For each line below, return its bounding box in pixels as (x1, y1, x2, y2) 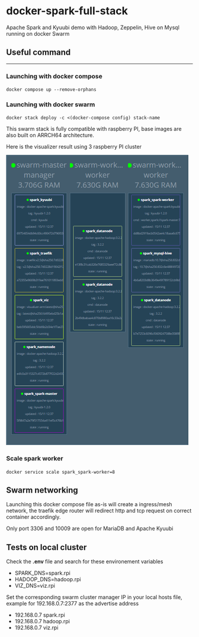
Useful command (6, 48, 71, 58)
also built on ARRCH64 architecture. (6, 132, 95, 139)
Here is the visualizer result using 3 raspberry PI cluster (6, 143, 142, 150)
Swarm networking (6, 485, 78, 496)
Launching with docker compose (6, 72, 102, 80)
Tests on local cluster (6, 542, 87, 552)
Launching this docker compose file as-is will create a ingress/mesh (6, 501, 173, 508)
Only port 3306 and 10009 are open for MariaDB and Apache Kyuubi (6, 525, 174, 532)
